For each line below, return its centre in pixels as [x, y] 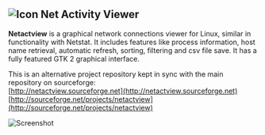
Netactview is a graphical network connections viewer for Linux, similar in [130, 33]
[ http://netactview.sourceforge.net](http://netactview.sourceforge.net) [123, 91]
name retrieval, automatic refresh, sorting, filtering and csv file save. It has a [133, 50]
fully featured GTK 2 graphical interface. [74, 58]
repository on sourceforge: [52, 82]
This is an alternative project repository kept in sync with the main [116, 74]
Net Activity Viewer [90, 15]
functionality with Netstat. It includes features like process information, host [132, 42]
